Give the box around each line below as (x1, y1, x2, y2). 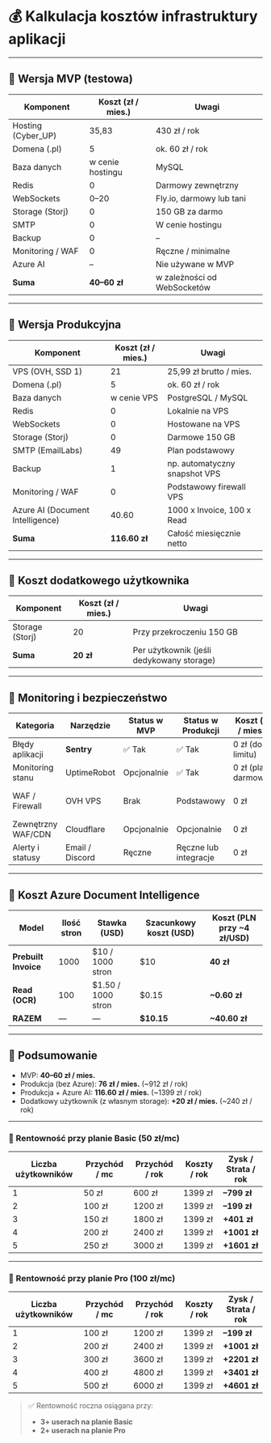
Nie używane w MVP (156, 258, 235, 270)
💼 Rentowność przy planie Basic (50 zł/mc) (8, 1132, 180, 1144)
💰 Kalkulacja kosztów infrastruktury (8, 7, 258, 26)
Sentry (65, 744, 93, 755)
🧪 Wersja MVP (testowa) (8, 72, 133, 86)
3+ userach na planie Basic (40, 1417, 133, 1427)
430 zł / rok (156, 125, 200, 136)
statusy (12, 852, 40, 864)
